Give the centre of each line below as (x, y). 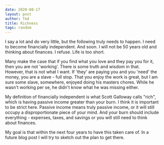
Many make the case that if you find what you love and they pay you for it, (80, 62)
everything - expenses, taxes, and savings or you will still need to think (76, 118)
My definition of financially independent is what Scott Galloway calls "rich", (81, 97)
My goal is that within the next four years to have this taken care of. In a (77, 132)
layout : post (18, 14)
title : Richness (21, 23)
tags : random (18, 28)
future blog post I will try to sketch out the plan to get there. (65, 138)
